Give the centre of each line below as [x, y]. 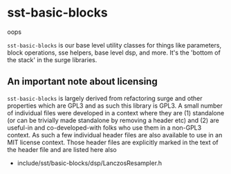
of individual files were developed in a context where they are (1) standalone [116, 113]
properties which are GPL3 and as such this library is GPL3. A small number [115, 106]
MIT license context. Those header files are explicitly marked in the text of [113, 142]
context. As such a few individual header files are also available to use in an [115, 135]
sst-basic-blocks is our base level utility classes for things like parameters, [114, 45]
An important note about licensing [82, 82]
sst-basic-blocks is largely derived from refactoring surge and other [105, 98]
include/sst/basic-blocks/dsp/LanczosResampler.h [90, 163]
